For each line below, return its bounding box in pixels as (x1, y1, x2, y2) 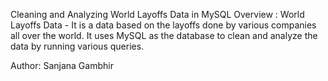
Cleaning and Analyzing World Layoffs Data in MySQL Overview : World (10, 9, 305, 20)
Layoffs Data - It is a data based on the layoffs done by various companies (10, 19, 317, 31)
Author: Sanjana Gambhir (10, 60, 114, 71)
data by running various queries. (10, 40, 145, 52)
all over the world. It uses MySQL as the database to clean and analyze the (10, 30, 318, 41)
